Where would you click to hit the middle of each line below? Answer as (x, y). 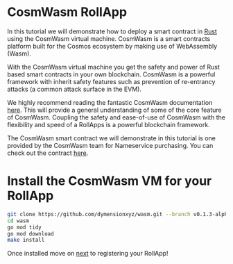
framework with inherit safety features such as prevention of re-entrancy (111, 81)
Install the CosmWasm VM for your (110, 181)
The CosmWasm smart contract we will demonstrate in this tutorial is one (112, 138)
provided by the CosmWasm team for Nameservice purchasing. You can (110, 145)
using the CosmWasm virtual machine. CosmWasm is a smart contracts (109, 38)
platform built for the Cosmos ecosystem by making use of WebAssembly (112, 46)
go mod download (31, 233)
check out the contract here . (48, 153)
